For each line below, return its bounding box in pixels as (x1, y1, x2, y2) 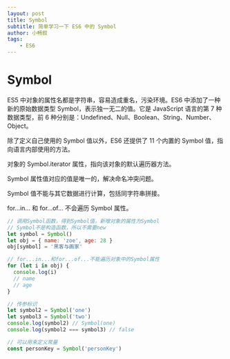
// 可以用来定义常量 (7, 338, 58, 346)
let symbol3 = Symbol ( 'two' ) (7, 313, 91, 320)
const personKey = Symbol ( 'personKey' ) (7, 345, 122, 352)
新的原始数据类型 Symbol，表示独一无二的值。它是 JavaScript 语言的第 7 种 (7, 104, 222, 113)
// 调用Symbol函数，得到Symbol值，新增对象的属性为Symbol (7, 217, 160, 225)
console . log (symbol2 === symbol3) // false (7, 326, 135, 333)
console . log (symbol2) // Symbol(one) (7, 320, 116, 327)
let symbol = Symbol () (7, 230, 73, 237)
